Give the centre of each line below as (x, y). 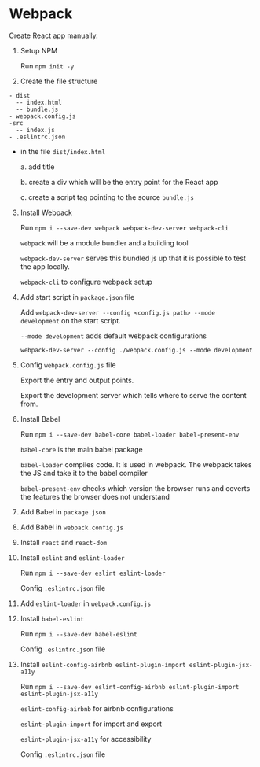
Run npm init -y (47, 66)
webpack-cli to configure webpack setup (86, 282)
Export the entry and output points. (77, 380)
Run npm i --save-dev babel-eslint (79, 633)
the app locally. (45, 266)
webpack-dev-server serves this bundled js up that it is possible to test (133, 258)
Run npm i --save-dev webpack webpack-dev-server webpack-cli (125, 227)
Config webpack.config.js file (68, 365)
